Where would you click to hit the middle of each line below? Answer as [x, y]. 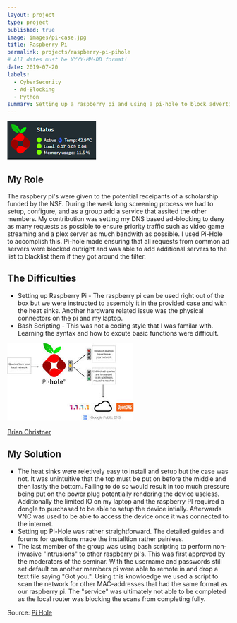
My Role [26, 179]
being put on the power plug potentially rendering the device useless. [119, 494]
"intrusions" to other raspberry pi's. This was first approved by [134, 554]
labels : [19, 74]
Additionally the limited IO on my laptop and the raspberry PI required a [121, 501]
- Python [26, 97]
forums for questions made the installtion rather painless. [101, 539]
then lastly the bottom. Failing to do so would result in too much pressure [123, 486]
